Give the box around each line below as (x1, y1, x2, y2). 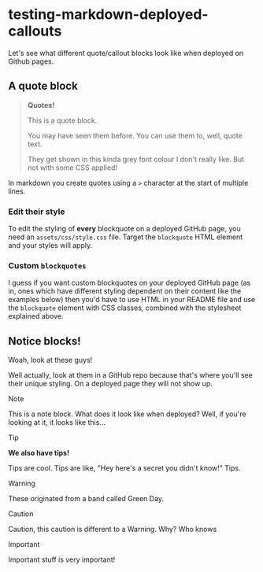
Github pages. (8, 57, 54, 66)
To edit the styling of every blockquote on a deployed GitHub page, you (8, 224, 242, 234)
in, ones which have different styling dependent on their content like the (8, 286, 242, 296)
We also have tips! (8, 448, 69, 458)
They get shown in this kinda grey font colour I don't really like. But (27, 154, 245, 164)
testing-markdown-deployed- (8, 6, 209, 24)
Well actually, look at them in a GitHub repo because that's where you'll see (8, 371, 254, 380)
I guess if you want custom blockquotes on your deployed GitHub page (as (8, 278, 251, 288)
